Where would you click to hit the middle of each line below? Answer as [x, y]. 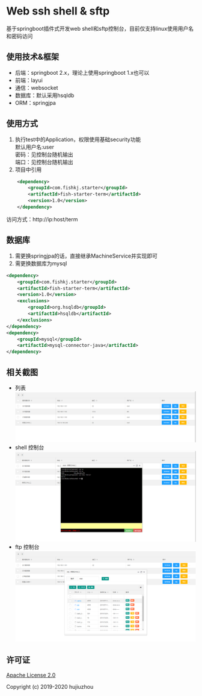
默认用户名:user [34, 147]
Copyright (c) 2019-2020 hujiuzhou [50, 686]
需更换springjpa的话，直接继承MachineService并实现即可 [86, 256]
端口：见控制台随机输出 [44, 162]
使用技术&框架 [33, 57]
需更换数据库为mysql [41, 263]
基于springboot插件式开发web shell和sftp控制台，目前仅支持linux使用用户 [97, 28]
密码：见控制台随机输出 [44, 154]
